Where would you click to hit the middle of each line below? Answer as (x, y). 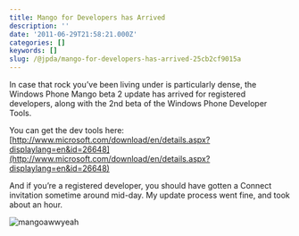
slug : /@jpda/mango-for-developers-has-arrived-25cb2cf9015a (125, 59)
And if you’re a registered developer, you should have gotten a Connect (141, 185)
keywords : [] (33, 51)
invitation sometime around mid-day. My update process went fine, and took (149, 195)
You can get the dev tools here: (67, 130)
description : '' (39, 26)
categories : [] (37, 42)
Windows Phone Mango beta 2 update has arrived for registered (128, 94)
